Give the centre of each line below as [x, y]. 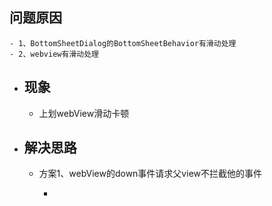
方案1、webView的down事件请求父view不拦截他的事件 [150, 174]
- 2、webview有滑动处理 [54, 54]
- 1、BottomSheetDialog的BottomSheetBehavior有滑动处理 [123, 43]
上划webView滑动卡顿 [84, 113]
